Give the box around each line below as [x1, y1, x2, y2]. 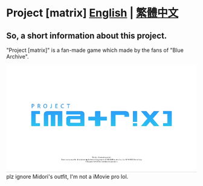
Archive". [6, 53, 29, 60]
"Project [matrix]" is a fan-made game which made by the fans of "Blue [6, 46, 184, 54]
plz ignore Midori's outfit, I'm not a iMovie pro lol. [6, 173, 129, 180]
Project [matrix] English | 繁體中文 [6, 6, 179, 20]
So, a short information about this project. [6, 30, 167, 40]
